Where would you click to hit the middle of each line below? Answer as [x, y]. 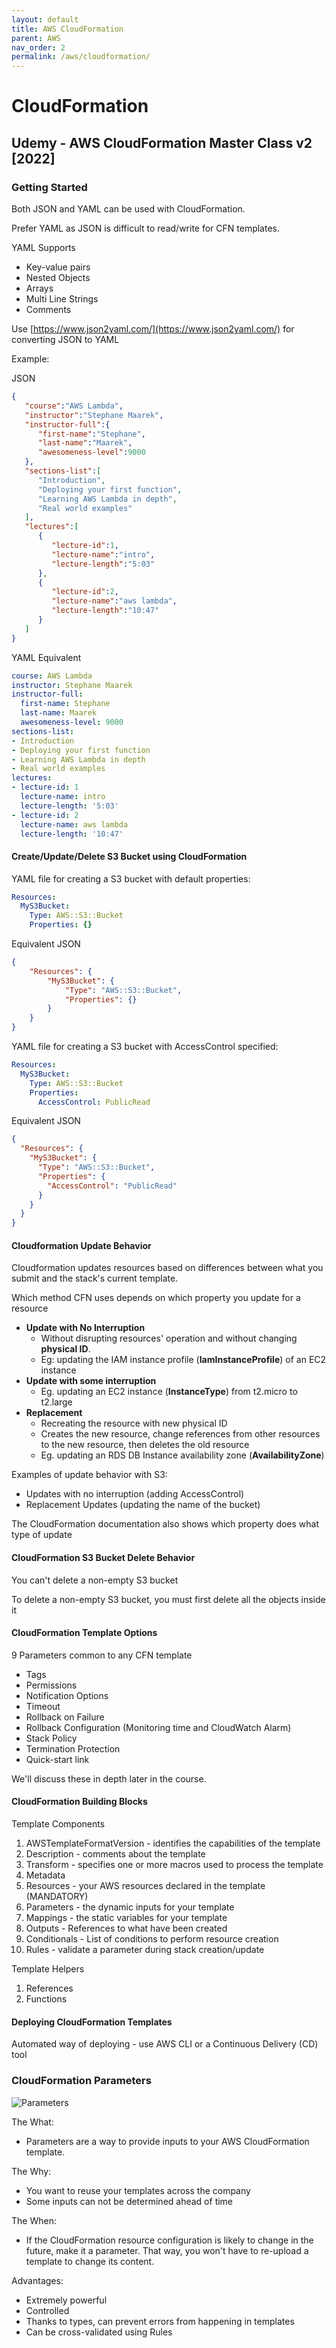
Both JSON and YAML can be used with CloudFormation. [128, 209]
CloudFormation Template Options [84, 1633]
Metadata [45, 1875]
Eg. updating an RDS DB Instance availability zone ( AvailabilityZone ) [182, 1455]
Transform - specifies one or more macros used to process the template [174, 1865]
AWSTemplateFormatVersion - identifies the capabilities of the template [173, 1843]
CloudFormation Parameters [81, 2081]
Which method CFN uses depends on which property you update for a [156, 1298]
